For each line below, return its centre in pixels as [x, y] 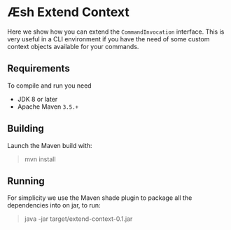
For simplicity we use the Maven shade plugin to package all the [100, 198]
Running [26, 181]
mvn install [40, 159]
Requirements [38, 68]
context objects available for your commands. [73, 46]
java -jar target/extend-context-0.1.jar [78, 219]
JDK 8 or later [37, 99]
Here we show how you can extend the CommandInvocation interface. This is [116, 32]
